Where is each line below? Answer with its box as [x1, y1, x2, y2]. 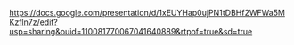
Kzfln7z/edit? [9, 17, 58, 27]
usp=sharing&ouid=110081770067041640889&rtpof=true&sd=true [9, 26, 253, 36]
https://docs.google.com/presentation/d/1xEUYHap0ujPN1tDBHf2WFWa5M [9, 8, 285, 18]
